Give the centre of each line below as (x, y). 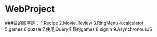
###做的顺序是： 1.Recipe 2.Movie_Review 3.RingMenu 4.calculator (74, 23)
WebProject (30, 9)
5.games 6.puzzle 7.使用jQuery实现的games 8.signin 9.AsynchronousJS (79, 29)
